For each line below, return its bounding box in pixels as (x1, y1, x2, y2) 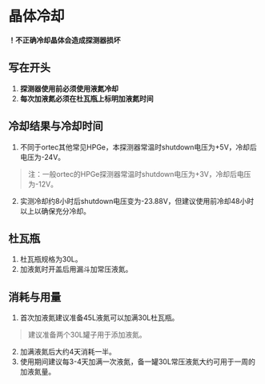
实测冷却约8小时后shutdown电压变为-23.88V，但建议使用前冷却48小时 (19, 196, 255, 206)
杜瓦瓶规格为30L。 (19, 254, 82, 264)
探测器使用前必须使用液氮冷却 (19, 83, 118, 93)
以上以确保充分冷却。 (19, 206, 90, 216)
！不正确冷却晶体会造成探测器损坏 (8, 35, 121, 45)
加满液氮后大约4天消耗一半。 (19, 347, 116, 357)
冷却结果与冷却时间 (8, 119, 103, 133)
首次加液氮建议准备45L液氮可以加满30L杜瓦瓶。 (19, 313, 179, 322)
